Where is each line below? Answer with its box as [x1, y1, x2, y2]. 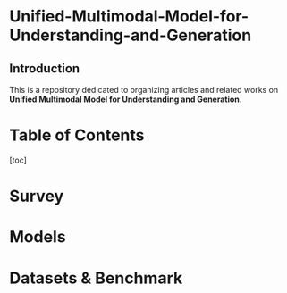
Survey [9, 186, 64, 206]
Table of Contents [9, 125, 145, 146]
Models [9, 227, 66, 247]
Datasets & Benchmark [9, 268, 183, 288]
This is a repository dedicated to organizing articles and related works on [9, 85, 279, 95]
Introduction [9, 61, 80, 76]
